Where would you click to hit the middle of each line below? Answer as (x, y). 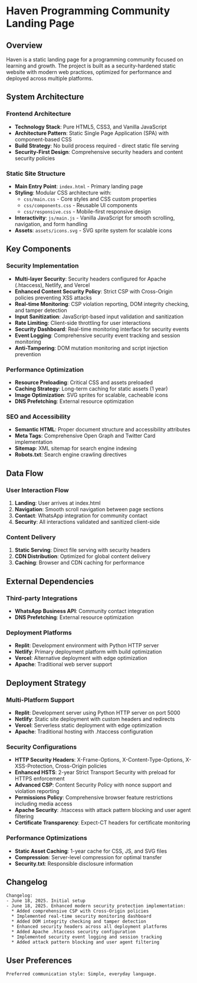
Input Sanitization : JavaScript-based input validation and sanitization (99, 316)
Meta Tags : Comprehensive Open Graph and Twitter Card (85, 436)
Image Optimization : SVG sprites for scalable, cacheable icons (91, 395)
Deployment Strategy (46, 683)
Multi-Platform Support (40, 700)
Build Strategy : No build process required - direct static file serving (97, 146)
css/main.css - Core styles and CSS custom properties (90, 199)
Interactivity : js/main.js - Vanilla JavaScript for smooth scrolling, (95, 218)
